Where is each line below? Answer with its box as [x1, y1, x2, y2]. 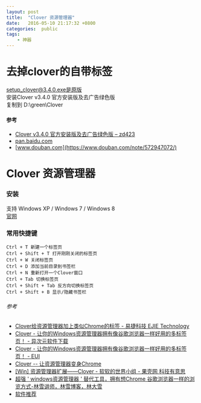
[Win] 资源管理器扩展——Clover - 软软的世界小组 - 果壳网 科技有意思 [14, 368, 186, 375]
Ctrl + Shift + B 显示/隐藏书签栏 [6, 289, 87, 295]
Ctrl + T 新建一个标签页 [6, 244, 62, 250]
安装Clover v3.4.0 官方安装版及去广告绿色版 [6, 93, 115, 100]
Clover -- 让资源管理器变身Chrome [14, 360, 101, 367]
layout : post [6, 8, 39, 15]
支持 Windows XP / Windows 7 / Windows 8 [6, 205, 115, 212]
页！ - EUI [14, 353, 40, 360]
